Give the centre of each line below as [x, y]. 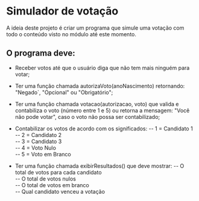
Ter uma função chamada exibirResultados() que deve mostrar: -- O [99, 166]
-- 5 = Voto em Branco [43, 154]
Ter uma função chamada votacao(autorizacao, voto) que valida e [97, 104]
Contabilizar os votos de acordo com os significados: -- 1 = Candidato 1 [104, 129]
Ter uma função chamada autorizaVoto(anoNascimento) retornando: [100, 86]
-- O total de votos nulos [46, 179]
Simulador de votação [62, 11]
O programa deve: [41, 53]
